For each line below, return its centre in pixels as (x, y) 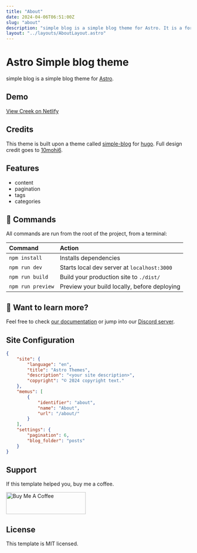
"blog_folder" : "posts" (56, 440)
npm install (26, 258)
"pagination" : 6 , (48, 435)
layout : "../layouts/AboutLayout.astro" (56, 33)
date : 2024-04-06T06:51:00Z (40, 17)
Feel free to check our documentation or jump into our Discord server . (91, 322)
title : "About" (25, 11)
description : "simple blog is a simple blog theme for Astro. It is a (94, 28)
